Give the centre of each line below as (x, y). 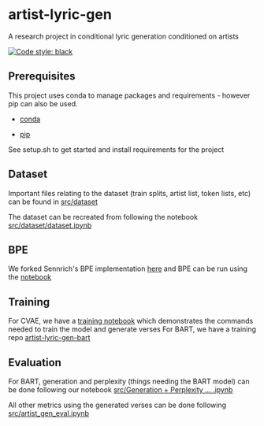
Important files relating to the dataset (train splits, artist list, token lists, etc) (130, 193)
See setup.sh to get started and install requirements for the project (116, 149)
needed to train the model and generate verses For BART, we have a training (132, 329)
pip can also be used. (43, 103)
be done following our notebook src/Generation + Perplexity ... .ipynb (121, 390)
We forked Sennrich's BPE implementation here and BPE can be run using (128, 269)
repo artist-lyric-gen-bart (49, 338)
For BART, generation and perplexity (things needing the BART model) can (129, 381)
